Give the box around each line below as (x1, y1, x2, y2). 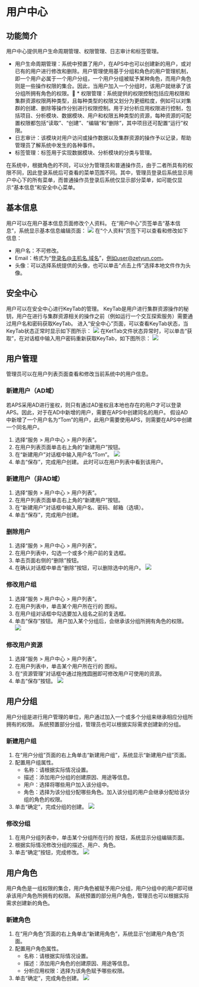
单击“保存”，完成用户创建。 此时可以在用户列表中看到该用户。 (14, 458, 167, 465)
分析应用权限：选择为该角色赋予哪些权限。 (23, 967, 128, 975)
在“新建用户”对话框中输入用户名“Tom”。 (14, 451, 113, 458)
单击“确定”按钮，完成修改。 (14, 849, 82, 856)
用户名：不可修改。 (14, 247, 62, 254)
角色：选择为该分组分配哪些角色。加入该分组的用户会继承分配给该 (23, 789, 185, 796)
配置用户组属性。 (14, 759, 57, 766)
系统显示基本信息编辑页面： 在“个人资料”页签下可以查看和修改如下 (18, 227, 188, 234)
